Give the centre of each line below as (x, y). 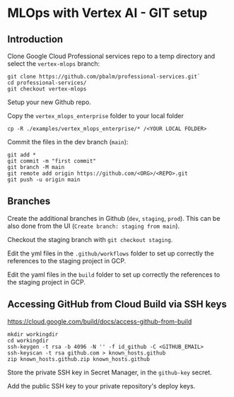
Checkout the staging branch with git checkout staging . (90, 239)
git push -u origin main (44, 180)
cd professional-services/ (47, 83)
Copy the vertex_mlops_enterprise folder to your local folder (95, 116)
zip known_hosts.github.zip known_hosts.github (79, 359)
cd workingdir (28, 340)
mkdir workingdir (33, 334)
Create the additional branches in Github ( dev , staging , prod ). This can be (114, 218)
